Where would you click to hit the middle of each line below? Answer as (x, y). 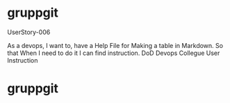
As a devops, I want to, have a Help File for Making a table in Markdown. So (115, 45)
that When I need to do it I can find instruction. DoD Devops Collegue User (114, 53)
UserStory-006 (29, 32)
